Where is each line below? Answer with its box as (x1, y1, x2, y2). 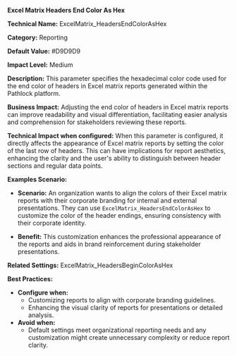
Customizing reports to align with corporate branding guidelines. (28, 296, 217, 304)
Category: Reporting (7, 33, 68, 42)
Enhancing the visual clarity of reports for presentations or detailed (28, 303, 224, 312)
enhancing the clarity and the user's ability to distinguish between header (7, 154, 221, 162)
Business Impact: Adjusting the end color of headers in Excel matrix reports (7, 103, 229, 111)
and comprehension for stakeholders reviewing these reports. (7, 118, 187, 126)
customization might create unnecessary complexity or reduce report (28, 333, 230, 341)
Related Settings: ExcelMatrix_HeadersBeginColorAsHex (7, 261, 174, 269)
